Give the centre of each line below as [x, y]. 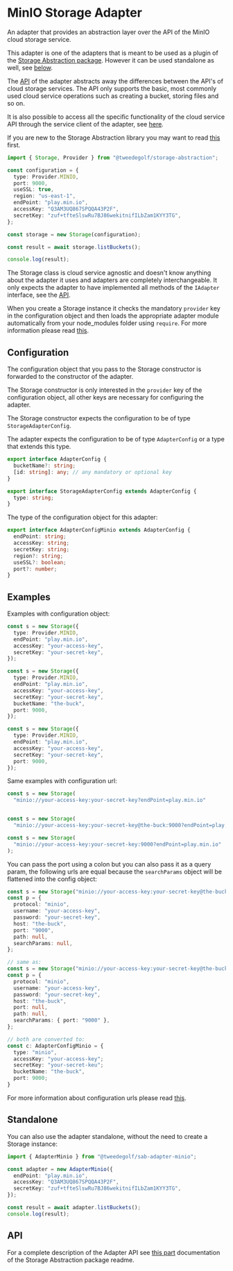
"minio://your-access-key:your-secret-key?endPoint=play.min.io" [110, 801]
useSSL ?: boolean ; [40, 562]
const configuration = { [43, 170]
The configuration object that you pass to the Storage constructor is [104, 369]
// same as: [24, 962]
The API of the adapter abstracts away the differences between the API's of [115, 81]
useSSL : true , [34, 190]
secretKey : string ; [42, 549]
